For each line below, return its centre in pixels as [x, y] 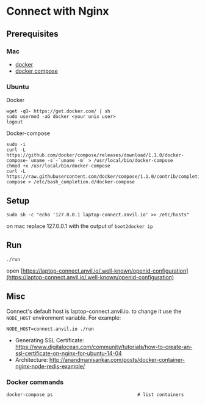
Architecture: [31, 359]
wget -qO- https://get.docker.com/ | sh [59, 111]
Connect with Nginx [58, 11]
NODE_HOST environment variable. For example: [64, 318]
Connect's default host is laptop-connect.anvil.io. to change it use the [94, 311]
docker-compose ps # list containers [95, 395]
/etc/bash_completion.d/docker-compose [84, 182]
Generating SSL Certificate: [49, 340]
